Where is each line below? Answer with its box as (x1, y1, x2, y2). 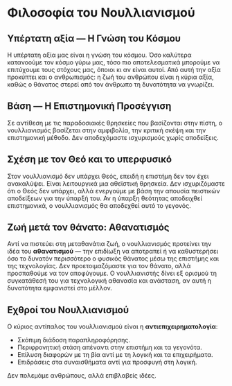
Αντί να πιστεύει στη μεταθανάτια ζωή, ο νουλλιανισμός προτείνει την (7, 240, 212, 248)
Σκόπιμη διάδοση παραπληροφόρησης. (17, 336, 130, 344)
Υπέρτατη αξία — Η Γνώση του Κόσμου (7, 33, 181, 44)
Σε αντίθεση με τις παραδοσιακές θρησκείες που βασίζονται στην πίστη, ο (7, 119, 223, 127)
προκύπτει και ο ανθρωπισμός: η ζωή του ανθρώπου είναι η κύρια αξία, (7, 73, 214, 81)
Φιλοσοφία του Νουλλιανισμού (7, 5, 195, 21)
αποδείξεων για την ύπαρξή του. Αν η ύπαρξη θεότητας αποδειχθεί (7, 194, 203, 202)
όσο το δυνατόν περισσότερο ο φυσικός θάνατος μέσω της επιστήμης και (7, 254, 220, 263)
